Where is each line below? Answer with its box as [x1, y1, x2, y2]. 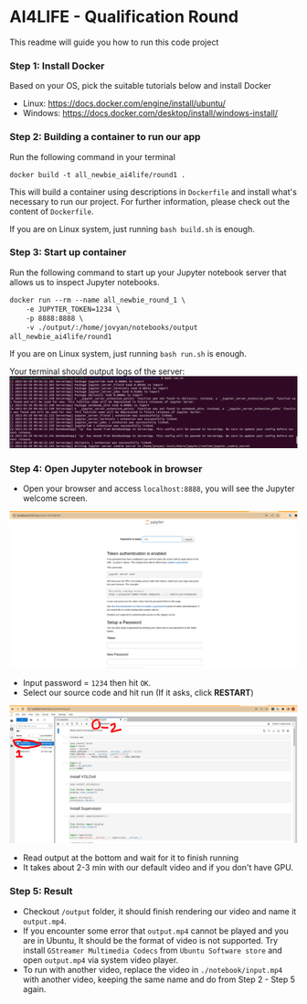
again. [22, 983, 47, 994]
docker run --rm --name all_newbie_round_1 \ [9, 295, 185, 304]
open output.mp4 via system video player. [22, 954, 179, 966]
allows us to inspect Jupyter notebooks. [9, 276, 160, 287]
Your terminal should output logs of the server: [9, 366, 185, 377]
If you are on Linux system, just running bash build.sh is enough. [9, 223, 256, 234]
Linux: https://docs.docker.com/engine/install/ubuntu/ [22, 98, 226, 109]
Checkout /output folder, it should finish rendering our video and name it [22, 905, 297, 916]
